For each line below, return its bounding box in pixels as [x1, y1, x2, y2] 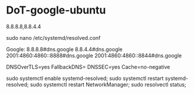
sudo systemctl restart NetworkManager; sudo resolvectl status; [29, 80, 187, 88]
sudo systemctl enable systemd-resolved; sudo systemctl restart [6, 75, 164, 82]
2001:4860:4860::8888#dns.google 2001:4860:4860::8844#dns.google [6, 52, 182, 59]
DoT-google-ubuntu [6, 4, 106, 17]
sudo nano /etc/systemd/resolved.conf [6, 34, 101, 41]
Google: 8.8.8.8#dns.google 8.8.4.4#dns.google [6, 45, 123, 53]
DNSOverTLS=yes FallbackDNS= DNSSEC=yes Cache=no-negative [6, 63, 170, 70]
